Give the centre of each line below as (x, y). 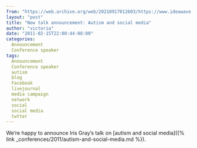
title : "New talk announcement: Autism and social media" (79, 22)
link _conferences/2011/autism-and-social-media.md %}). (76, 139)
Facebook (22, 83)
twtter (19, 116)
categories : (21, 39)
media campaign (30, 94)
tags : (13, 56)
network (21, 99)
